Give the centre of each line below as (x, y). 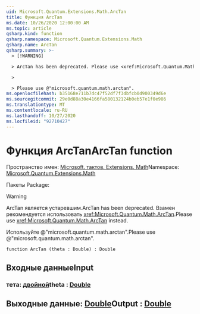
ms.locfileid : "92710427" (38, 121)
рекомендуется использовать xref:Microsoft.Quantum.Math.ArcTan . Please (99, 214)
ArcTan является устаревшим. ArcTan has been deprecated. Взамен (91, 208)
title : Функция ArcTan (34, 17)
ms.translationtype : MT (36, 105)
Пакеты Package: (28, 185)
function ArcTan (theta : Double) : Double (61, 249)
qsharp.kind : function (34, 34)
